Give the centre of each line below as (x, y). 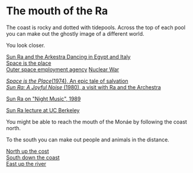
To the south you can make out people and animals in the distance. (88, 139)
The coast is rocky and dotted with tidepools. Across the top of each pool (96, 27)
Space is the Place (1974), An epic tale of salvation (67, 81)
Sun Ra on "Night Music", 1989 (44, 99)
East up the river (26, 163)
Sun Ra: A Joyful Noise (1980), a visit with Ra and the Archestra (83, 87)
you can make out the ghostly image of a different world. (75, 33)
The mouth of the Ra (57, 11)
